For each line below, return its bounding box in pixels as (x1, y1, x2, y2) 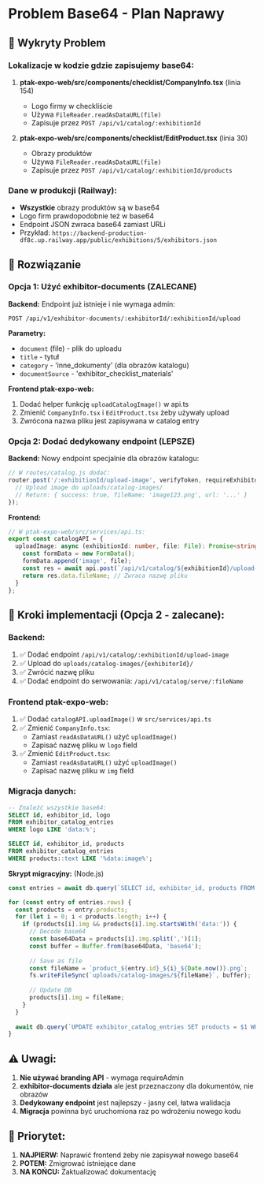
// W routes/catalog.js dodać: (8, 469, 111, 477)
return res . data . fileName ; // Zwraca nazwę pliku (22, 572, 189, 579)
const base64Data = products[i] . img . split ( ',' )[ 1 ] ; (28, 935, 202, 943)
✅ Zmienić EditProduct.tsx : (19, 749, 111, 758)
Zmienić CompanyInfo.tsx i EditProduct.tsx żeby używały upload (19, 408, 229, 417)
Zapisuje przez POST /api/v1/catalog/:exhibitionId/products (31, 165, 233, 174)
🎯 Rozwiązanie (8, 258, 82, 271)
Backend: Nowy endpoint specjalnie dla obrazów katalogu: (8, 454, 200, 464)
